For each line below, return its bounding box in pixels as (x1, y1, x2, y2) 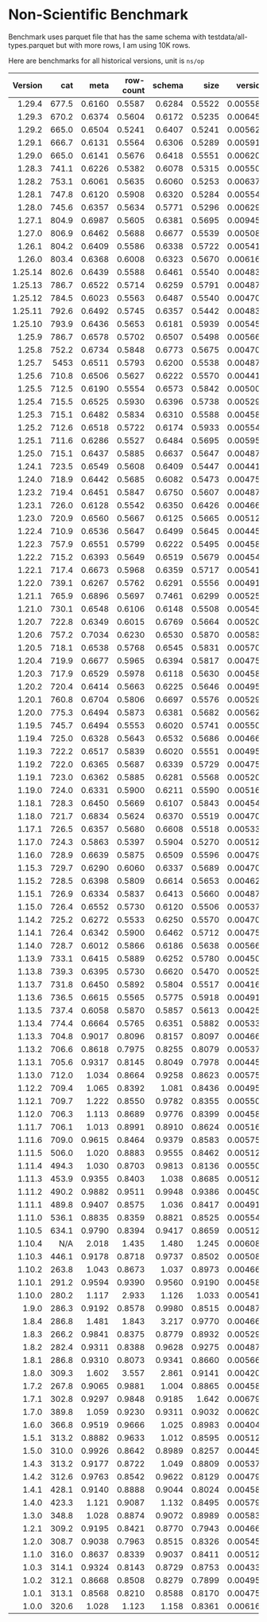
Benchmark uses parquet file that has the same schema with (8, 32, 207, 41)
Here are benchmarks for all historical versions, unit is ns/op (8, 56, 205, 65)
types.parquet (8, 40, 55, 49)
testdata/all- (207, 32, 248, 41)
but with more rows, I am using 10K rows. (56, 40, 191, 49)
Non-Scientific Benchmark (8, 6, 188, 24)
